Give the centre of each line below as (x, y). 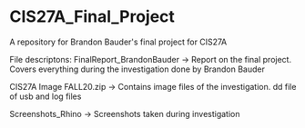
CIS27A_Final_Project (92, 17)
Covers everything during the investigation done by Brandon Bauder (137, 69)
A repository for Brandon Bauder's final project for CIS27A (118, 42)
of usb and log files (46, 96)
